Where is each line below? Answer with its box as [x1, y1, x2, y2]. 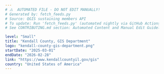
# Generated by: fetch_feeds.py [5, 12, 71, 17]
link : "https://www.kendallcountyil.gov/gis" [5, 57, 99, 62]
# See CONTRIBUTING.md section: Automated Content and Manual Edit [5, 25, 145, 30]
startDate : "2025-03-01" [5, 48, 56, 53]
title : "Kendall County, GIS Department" [5, 39, 91, 44]
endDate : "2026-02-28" [5, 52, 51, 57]
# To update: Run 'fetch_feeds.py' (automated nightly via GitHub [5, 21, 143, 26]
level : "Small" [5, 34, 36, 39]
